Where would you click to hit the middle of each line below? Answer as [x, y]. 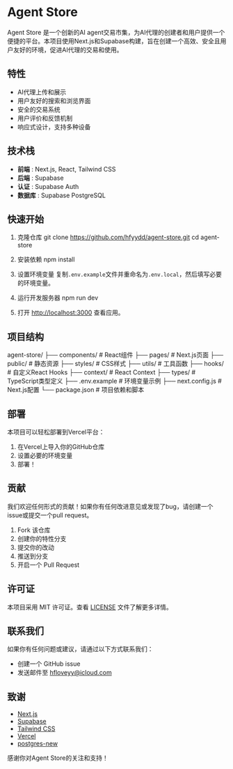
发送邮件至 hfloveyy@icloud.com [65, 673]
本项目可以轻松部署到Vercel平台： [56, 432]
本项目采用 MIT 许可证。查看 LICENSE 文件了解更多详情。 [90, 607]
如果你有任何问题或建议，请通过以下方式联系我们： [80, 649]
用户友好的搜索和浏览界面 [54, 100]
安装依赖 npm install [46, 259]
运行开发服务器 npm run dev [58, 298]
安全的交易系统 [39, 109]
